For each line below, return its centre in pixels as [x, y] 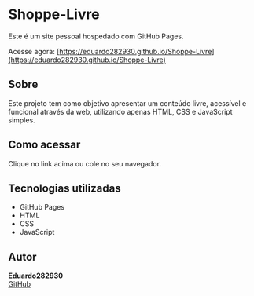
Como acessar [44, 145]
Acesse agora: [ [34, 51]
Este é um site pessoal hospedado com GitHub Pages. [96, 36]
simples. [22, 120]
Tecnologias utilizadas [64, 188]
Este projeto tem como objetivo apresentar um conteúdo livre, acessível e [127, 103]
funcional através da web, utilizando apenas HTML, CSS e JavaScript [121, 111]
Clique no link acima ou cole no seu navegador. [85, 163]
